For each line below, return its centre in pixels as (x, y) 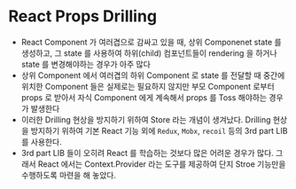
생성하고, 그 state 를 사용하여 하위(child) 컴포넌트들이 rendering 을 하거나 (149, 53)
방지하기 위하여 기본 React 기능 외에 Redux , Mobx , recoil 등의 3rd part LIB (159, 130)
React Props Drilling (82, 16)
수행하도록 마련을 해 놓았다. (69, 175)
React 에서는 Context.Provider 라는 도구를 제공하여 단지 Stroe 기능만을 (162, 164)
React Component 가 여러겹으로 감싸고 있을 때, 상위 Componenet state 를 (151, 42)
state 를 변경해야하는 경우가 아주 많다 (86, 64)
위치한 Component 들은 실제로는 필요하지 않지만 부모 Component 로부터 (148, 86)
